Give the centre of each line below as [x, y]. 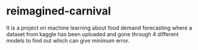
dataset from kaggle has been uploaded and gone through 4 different [93, 34]
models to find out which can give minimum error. [68, 40]
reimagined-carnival [59, 11]
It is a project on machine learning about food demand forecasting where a [99, 28]
